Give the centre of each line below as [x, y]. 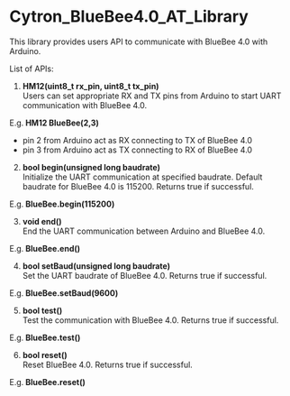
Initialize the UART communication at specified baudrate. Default [142, 177]
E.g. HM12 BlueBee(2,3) [54, 123]
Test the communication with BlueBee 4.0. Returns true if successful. [150, 320]
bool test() [42, 310]
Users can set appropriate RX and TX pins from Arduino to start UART [152, 96]
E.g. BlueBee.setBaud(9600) [64, 293]
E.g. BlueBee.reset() [47, 382]
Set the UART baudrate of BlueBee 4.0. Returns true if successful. [145, 275]
